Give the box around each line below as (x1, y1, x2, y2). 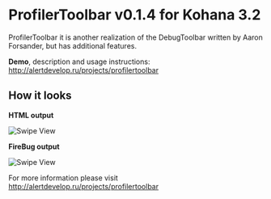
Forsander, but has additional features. (8, 40, 138, 50)
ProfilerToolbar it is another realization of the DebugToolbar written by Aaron (8, 32, 263, 42)
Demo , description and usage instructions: (8, 57, 150, 66)
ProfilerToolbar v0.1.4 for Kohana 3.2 (8, 6, 261, 24)
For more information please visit (8, 172, 119, 183)
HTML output (8, 110, 54, 120)
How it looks (8, 89, 72, 103)
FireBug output (8, 142, 60, 151)
